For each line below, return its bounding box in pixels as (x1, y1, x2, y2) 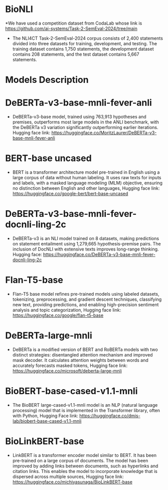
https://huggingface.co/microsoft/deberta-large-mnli (12, 367, 122, 374)
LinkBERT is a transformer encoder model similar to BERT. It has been (12, 452, 157, 458)
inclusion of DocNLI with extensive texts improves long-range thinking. (12, 246, 159, 252)
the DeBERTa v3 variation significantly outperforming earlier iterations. (12, 125, 159, 131)
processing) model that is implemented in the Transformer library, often (12, 407, 160, 413)
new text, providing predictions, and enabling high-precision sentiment (12, 301, 159, 307)
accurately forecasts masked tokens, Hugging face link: (12, 362, 128, 369)
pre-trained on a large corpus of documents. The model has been (12, 457, 148, 463)
